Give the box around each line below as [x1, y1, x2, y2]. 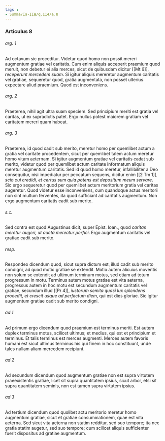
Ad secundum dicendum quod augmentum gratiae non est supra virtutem [5, 372, 154, 378]
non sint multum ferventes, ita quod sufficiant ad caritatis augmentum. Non [5, 193, 158, 199]
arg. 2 [5, 93, 17, 99]
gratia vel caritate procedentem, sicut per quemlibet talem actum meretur [5, 151, 154, 157]
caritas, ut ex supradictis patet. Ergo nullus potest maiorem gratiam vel [5, 113, 149, 119]
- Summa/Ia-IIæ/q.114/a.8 [5, 12, 58, 17]
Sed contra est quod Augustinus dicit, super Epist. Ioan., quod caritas [5, 224, 146, 230]
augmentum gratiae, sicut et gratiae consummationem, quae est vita [5, 415, 144, 421]
